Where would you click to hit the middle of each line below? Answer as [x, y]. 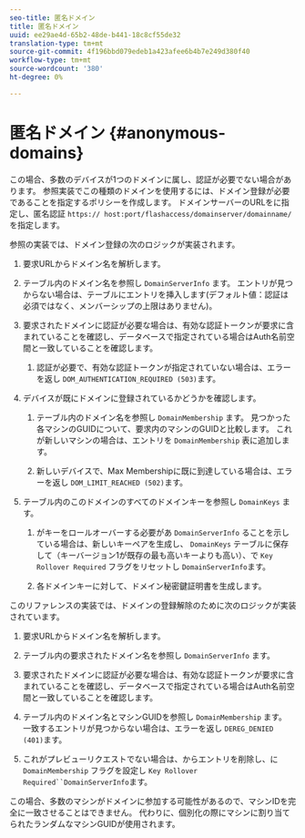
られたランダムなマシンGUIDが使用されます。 [95, 823]
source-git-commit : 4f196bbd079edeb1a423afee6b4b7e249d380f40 [130, 52]
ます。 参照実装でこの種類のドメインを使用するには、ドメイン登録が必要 [153, 190]
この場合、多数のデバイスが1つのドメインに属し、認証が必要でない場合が [147, 179]
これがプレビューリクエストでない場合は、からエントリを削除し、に [150, 759]
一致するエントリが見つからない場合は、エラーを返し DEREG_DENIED [148, 728]
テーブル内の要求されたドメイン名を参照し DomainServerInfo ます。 [148, 655]
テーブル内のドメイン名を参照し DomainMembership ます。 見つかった [163, 417]
